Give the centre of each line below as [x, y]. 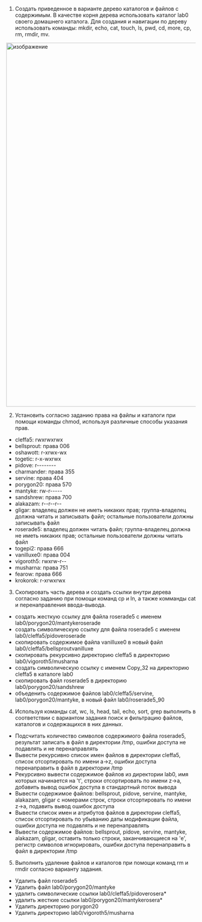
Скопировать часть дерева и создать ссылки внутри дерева [93, 592]
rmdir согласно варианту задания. [59, 869]
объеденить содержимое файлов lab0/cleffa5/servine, [84, 693]
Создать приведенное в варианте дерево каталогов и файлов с [97, 9]
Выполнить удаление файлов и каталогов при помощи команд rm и [102, 863]
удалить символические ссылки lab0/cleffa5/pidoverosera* [90, 893]
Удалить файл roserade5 [46, 881]
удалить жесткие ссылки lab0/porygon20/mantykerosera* [89, 900]
